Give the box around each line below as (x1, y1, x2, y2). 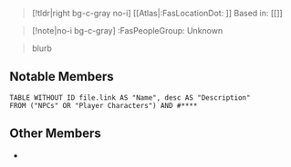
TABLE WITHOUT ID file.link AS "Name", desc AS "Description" (9, 93, 251, 103)
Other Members (9, 126, 102, 142)
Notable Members (9, 69, 114, 84)
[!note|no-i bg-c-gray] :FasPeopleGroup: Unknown (31, 25, 223, 35)
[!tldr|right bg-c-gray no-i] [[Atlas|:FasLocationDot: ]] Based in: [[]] (31, 8, 283, 18)
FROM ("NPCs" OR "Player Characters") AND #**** (9, 101, 198, 110)
